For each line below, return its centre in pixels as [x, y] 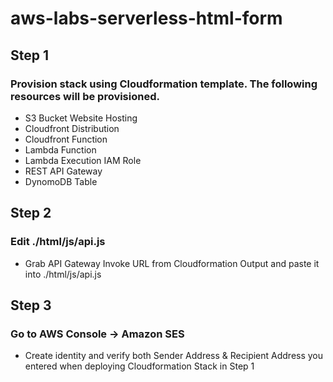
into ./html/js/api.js [63, 274]
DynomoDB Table [61, 181]
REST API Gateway [63, 171]
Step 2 [31, 213]
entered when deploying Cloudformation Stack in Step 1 [139, 366]
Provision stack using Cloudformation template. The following [164, 84]
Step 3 [31, 305]
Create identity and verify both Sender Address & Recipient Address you [174, 356]
